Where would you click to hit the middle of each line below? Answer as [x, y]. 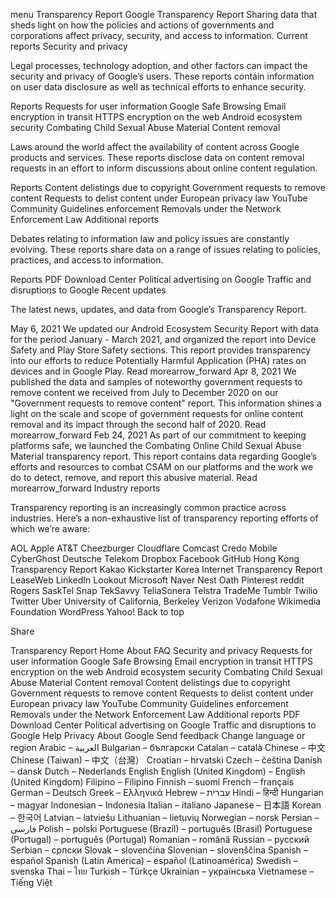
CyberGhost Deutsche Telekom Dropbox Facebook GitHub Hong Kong [155, 558]
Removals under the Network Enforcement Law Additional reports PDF [155, 714]
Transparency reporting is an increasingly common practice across [148, 507]
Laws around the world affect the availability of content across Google [155, 147]
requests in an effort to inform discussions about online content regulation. [164, 168]
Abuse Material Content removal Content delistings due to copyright [150, 682]
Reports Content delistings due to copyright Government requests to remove [168, 187]
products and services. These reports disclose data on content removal [157, 157]
